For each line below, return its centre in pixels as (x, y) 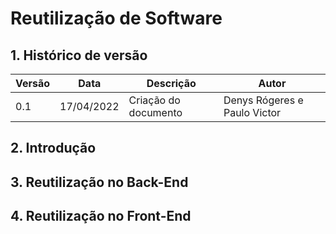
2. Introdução (53, 148)
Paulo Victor (252, 112)
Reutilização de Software (116, 18)
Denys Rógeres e (263, 100)
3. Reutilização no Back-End (99, 182)
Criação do (154, 100)
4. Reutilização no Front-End (101, 216)
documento (155, 112)
